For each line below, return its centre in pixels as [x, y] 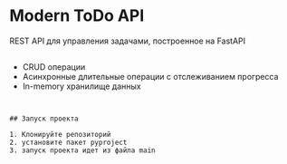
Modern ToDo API [77, 16]
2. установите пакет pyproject [68, 143]
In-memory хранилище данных [82, 86]
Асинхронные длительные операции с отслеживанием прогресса [150, 77]
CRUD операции [54, 67]
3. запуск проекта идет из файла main [82, 150]
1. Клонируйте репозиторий [60, 135]
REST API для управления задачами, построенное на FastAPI [128, 41]
